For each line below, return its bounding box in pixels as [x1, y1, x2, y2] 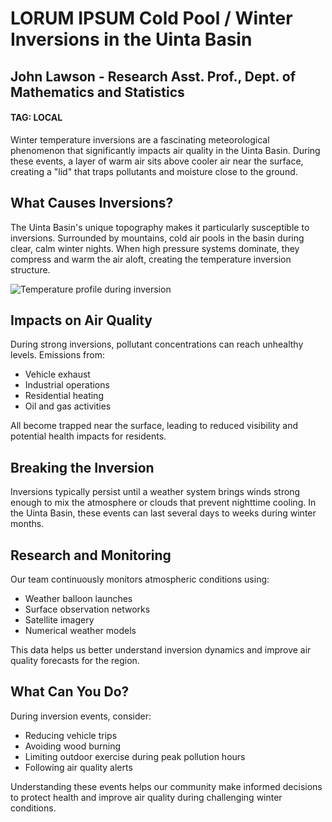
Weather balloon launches [24, 593, 133, 605]
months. [10, 518, 45, 530]
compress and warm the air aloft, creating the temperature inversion [10, 253, 292, 265]
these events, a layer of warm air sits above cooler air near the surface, [10, 155, 304, 167]
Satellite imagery [24, 614, 95, 626]
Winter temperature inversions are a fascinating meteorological [10, 133, 270, 146]
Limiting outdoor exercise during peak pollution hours [24, 750, 246, 762]
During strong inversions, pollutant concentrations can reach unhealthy [10, 338, 304, 351]
